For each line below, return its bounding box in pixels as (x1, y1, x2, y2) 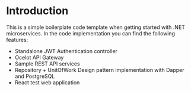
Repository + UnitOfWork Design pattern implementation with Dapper (14, 66, 185, 73)
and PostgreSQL (14, 73, 55, 80)
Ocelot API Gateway (14, 54, 64, 61)
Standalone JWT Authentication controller (14, 47, 117, 54)
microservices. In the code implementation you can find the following (6, 29, 175, 37)
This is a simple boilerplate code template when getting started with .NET (6, 24, 186, 31)
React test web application (14, 78, 80, 86)
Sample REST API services (14, 60, 80, 67)
